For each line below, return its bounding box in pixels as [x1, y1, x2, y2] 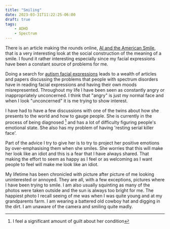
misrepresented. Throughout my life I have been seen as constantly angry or [5, 87, 165, 93]
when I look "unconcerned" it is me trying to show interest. [5, 98, 128, 104]
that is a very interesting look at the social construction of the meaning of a [5, 50, 162, 56]
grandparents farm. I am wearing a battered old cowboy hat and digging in [5, 198, 160, 204]
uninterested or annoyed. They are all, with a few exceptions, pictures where [5, 176, 165, 182]
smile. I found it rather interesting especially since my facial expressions [5, 56, 155, 61]
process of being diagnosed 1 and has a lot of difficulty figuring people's [5, 119, 156, 125]
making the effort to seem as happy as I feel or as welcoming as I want [5, 156, 153, 162]
